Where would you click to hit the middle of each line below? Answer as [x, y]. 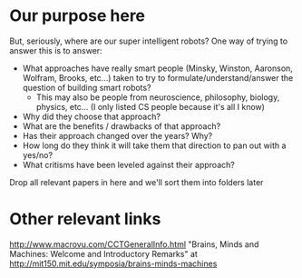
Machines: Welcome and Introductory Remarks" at [103, 253]
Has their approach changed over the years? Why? [117, 135]
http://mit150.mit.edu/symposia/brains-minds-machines [113, 263]
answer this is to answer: [56, 50]
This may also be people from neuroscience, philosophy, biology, [158, 97]
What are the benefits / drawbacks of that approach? [122, 126]
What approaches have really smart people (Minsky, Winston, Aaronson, [157, 68]
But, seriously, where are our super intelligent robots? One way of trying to [149, 41]
